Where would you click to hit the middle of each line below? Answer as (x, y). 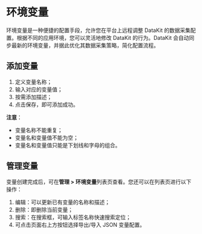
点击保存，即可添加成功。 (47, 104)
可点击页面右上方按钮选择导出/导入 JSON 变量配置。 (80, 224)
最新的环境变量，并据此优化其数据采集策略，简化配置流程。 (85, 45)
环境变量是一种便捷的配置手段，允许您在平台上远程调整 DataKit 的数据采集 (98, 30)
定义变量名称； (33, 81)
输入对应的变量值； (39, 89)
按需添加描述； (33, 96)
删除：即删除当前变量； (44, 209)
